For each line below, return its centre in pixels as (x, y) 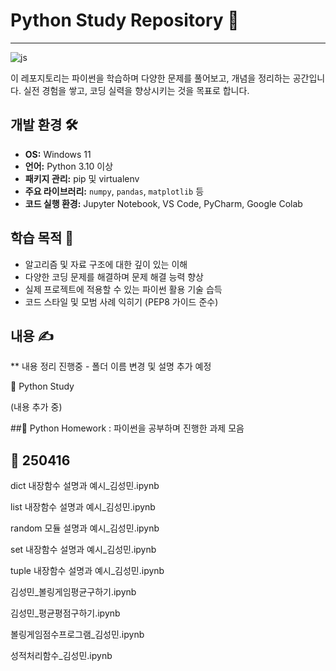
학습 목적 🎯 (42, 238)
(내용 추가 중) (36, 407)
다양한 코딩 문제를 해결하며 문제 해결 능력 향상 (114, 276)
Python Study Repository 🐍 (125, 20)
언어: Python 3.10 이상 (69, 166)
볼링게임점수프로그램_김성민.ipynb (77, 635)
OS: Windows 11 (58, 154)
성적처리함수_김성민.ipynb (61, 656)
